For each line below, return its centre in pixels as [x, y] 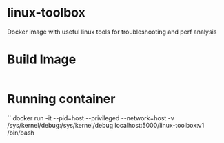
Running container [61, 99]
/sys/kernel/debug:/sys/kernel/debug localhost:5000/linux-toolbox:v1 [106, 125]
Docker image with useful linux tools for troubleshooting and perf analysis [112, 32]
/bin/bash [21, 133]
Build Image [42, 59]
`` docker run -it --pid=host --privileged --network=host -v [91, 118]
